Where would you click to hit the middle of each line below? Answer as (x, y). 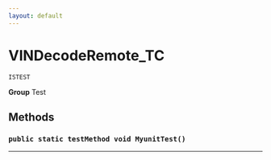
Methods (31, 117)
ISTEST (19, 77)
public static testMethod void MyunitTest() (97, 139)
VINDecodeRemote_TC (87, 55)
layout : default (35, 16)
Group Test (27, 92)
